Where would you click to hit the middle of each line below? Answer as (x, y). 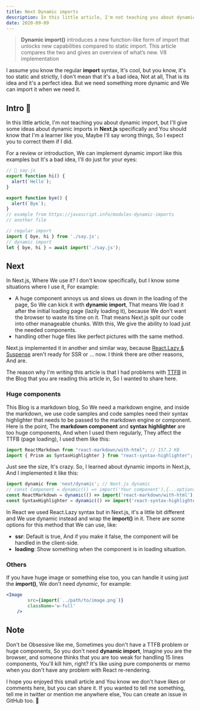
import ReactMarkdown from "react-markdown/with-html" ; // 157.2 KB (93, 450)
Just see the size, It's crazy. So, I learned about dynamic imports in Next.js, (99, 467)
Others (16, 564)
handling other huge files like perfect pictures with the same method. (99, 336)
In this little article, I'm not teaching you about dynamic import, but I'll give (97, 122)
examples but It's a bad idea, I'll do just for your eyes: (72, 159)
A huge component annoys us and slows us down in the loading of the (101, 299)
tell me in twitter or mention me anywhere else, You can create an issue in (97, 694)
